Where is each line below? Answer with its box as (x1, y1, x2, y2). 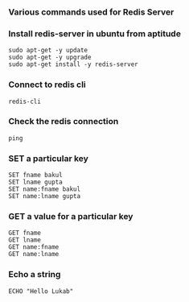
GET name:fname (8, 243, 60, 251)
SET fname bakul (8, 172, 63, 180)
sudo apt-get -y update (8, 47, 88, 55)
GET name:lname (8, 250, 60, 259)
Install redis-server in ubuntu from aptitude (8, 27, 181, 39)
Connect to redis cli (8, 79, 86, 90)
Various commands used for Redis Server (8, 6, 175, 18)
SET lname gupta (8, 178, 63, 187)
